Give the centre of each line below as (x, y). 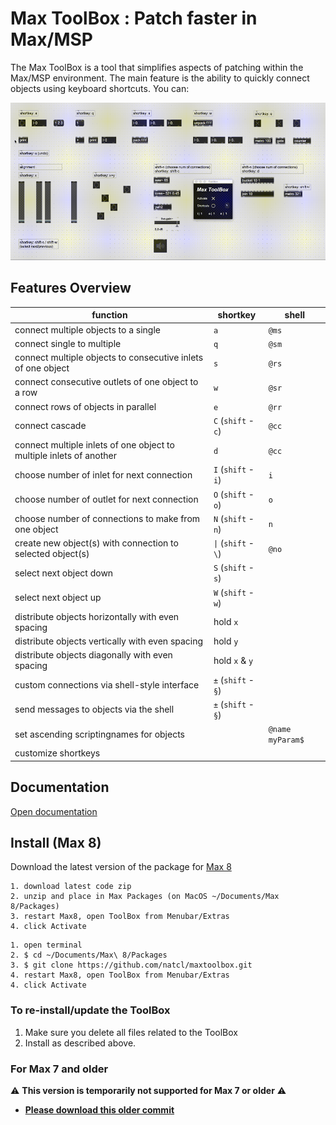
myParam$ (286, 740)
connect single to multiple (68, 343)
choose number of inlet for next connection (103, 474)
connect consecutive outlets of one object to (106, 382)
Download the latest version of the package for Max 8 (121, 867)
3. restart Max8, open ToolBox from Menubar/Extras (120, 917)
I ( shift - (234, 469)
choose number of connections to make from (107, 518)
